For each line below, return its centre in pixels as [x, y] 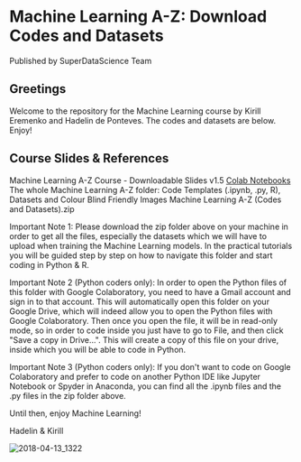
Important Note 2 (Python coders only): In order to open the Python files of [148, 282]
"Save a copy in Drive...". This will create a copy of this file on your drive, [144, 339]
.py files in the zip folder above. [68, 395]
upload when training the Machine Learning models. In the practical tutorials [151, 245]
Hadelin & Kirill [36, 430]
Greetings [38, 89]
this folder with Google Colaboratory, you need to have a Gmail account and [150, 291]
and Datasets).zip [42, 208]
